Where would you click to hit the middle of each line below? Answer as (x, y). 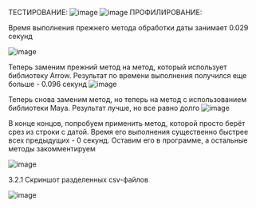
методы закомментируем (52, 149)
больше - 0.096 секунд (48, 84)
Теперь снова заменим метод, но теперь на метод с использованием (128, 99)
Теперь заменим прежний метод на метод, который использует (118, 67)
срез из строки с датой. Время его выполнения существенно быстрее (128, 132)
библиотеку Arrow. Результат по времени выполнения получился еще (128, 75)
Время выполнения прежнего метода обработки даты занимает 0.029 (128, 27)
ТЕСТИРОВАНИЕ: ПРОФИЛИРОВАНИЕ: (105, 12)
